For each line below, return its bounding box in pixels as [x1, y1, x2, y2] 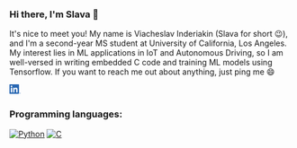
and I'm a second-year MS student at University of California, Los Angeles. [9, 38, 287, 48]
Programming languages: [9, 108, 123, 120]
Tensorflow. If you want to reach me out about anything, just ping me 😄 [9, 66, 275, 77]
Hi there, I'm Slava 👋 [9, 8, 99, 21]
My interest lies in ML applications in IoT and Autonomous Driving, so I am [9, 48, 283, 58]
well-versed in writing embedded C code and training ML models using [9, 57, 273, 68]
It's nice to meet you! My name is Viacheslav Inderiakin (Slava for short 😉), [9, 29, 288, 39]
